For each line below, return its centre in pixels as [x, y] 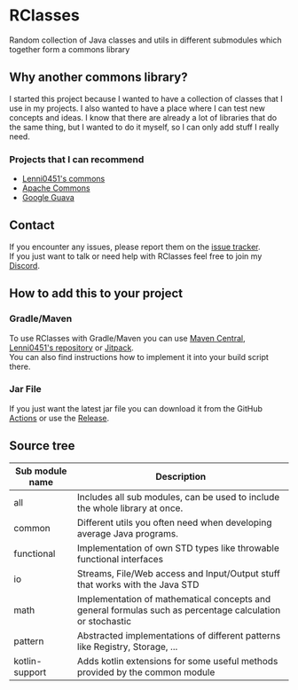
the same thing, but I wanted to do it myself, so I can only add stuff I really [144, 127]
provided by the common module [146, 672]
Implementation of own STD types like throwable [178, 548]
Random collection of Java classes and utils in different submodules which [145, 40]
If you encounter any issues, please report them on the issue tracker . [135, 247]
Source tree [42, 446]
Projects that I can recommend [77, 159]
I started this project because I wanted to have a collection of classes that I [146, 98]
